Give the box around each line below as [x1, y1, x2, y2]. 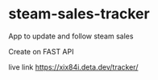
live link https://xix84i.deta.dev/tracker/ [8, 62, 139, 72]
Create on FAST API [8, 46, 74, 56]
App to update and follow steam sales [8, 31, 134, 41]
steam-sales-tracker [8, 5, 151, 23]
